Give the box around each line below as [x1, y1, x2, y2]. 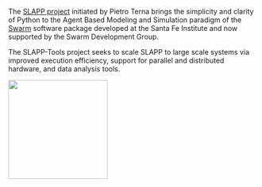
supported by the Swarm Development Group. [8, 32, 159, 41]
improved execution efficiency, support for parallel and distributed [8, 55, 225, 65]
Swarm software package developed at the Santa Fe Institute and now [8, 24, 238, 32]
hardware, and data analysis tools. [8, 64, 121, 74]
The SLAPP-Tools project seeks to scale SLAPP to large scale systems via [8, 48, 250, 56]
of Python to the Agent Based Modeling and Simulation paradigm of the [8, 15, 242, 25]
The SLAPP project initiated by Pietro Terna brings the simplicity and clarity [8, 7, 254, 16]
